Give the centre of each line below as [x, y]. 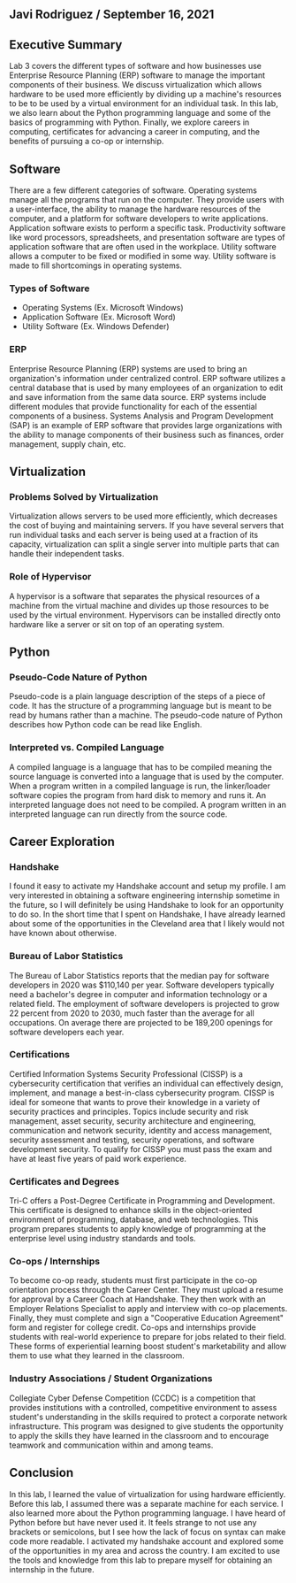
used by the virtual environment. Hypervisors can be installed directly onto [145, 615]
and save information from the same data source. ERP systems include [138, 396]
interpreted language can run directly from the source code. [118, 814]
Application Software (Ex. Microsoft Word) [99, 317]
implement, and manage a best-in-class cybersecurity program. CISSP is [142, 1093]
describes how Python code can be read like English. [106, 725]
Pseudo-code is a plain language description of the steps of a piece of [137, 696]
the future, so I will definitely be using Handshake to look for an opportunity [147, 905]
